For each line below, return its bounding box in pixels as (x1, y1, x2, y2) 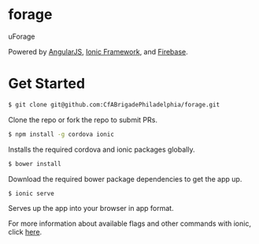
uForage (8, 32, 35, 41)
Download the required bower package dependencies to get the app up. (8, 174, 242, 183)
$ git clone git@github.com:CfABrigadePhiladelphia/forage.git (8, 100, 220, 108)
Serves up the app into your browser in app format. (8, 204, 175, 213)
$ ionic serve (8, 190, 55, 197)
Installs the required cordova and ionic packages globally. (8, 145, 195, 154)
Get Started (8, 75, 85, 92)
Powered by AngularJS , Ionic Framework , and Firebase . (8, 47, 189, 56)
